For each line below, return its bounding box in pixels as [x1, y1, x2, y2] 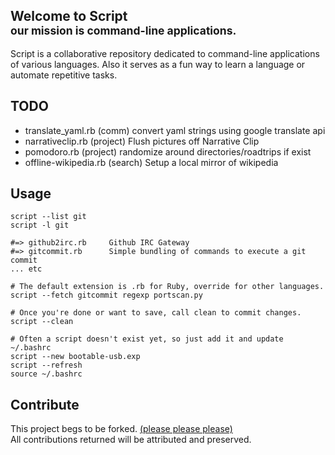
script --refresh [10, 360, 83, 371]
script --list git [10, 212, 87, 222]
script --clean [10, 317, 74, 327]
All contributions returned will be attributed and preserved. [10, 434, 252, 446]
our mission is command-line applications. [10, 24, 237, 38]
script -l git [10, 220, 70, 231]
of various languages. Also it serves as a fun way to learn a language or [10, 58, 306, 70]
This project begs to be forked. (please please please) [10, 423, 233, 435]
